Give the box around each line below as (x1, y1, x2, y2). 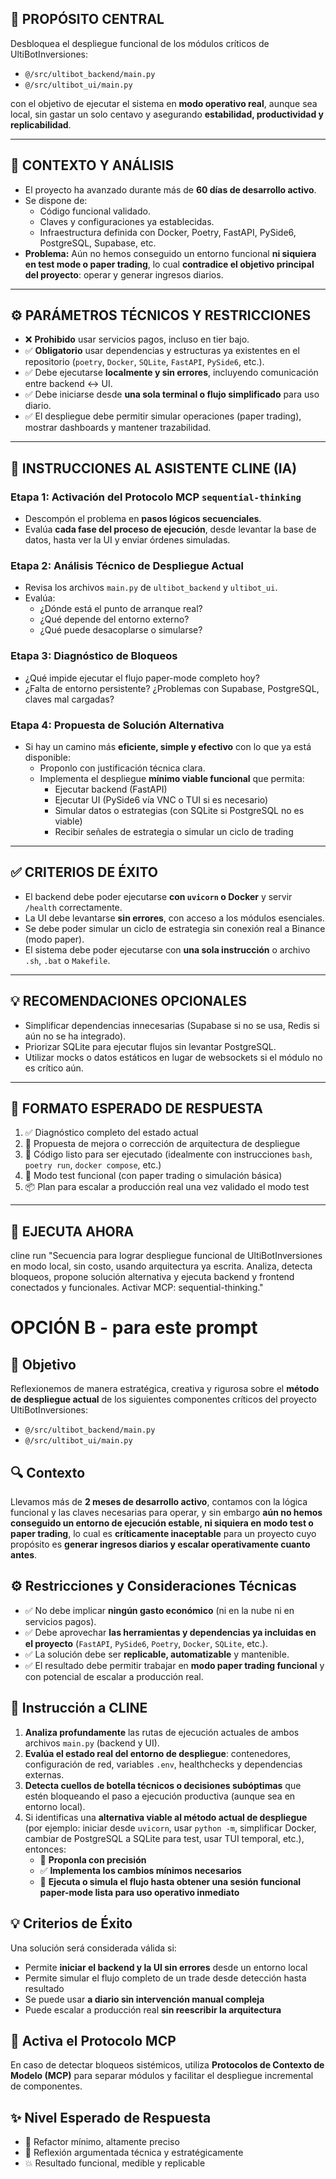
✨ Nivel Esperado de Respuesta (10, 2109, 212, 2126)
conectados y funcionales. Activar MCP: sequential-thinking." (10, 1282, 264, 1294)
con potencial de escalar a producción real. (24, 1670, 204, 1682)
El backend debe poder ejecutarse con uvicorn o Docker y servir (24, 890, 293, 902)
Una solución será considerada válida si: (10, 1942, 177, 1954)
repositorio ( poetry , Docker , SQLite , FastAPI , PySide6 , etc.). (24, 356, 265, 368)
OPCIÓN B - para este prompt (10, 1317, 258, 1339)
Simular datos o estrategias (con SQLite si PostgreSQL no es (54, 805, 305, 817)
